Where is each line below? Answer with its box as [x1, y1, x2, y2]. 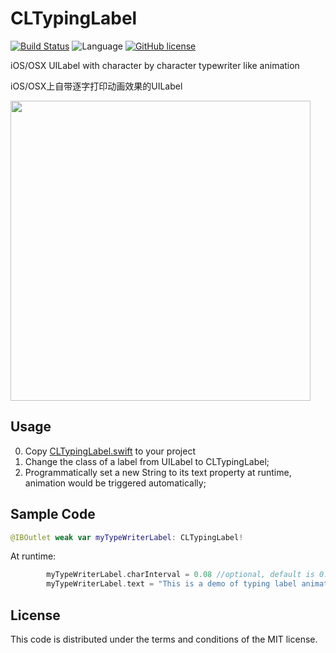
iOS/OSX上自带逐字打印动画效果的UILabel [10, 80, 183, 92]
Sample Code [10, 506, 96, 523]
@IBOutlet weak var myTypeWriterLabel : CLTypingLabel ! [10, 532, 244, 542]
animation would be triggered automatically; [24, 477, 207, 489]
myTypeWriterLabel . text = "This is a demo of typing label [46, 579, 298, 589]
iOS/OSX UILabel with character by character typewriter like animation [10, 59, 300, 71]
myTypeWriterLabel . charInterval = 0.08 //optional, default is [46, 570, 315, 580]
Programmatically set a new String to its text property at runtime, [24, 466, 292, 478]
